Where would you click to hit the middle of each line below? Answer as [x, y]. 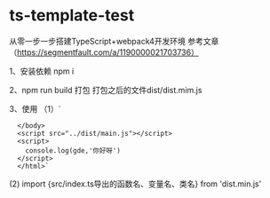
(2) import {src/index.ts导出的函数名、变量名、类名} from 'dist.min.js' [135, 184]
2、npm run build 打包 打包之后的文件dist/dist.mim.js [106, 90]
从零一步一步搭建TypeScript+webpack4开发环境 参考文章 [114, 41]
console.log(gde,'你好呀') [73, 150]
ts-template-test [72, 16]
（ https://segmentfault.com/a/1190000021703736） [104, 52]
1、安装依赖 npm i [42, 71]
